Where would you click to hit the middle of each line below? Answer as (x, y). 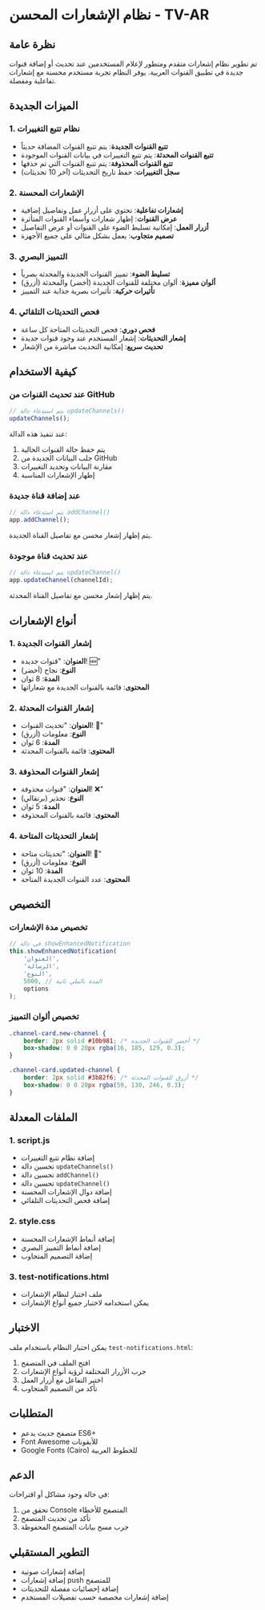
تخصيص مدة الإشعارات (48, 927)
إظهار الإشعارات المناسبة (58, 475)
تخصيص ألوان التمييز (44, 1017)
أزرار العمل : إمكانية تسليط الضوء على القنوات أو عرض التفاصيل (114, 227)
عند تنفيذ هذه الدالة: (38, 434)
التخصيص (30, 905)
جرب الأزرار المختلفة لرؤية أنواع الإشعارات (83, 1371)
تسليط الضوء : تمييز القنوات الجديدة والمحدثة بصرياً (95, 274)
